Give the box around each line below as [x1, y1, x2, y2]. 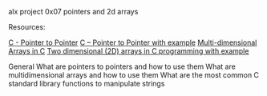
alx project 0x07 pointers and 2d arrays [8, 7, 139, 16]
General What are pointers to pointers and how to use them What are [8, 62, 237, 71]
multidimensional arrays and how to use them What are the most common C [8, 70, 259, 79]
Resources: [8, 22, 46, 31]
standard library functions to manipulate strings [8, 79, 165, 88]
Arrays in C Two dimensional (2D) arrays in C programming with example [8, 46, 249, 55]
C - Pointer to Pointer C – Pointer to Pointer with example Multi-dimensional [8, 38, 257, 47]
